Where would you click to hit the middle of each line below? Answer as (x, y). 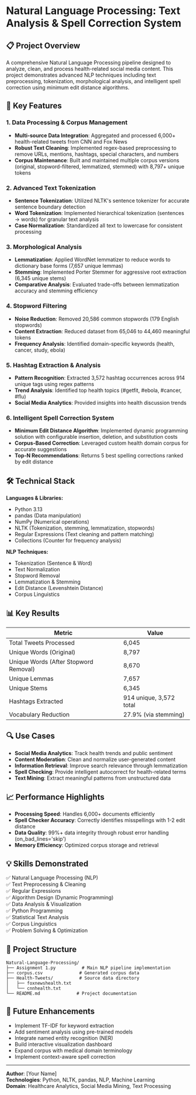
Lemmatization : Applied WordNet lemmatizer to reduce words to (92, 260)
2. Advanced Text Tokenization (51, 187)
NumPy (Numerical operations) (52, 521)
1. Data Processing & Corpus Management (67, 122)
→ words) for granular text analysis (57, 219)
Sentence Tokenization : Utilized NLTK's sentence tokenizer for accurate (102, 200)
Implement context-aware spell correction (65, 1056)
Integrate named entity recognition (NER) (64, 1038)
